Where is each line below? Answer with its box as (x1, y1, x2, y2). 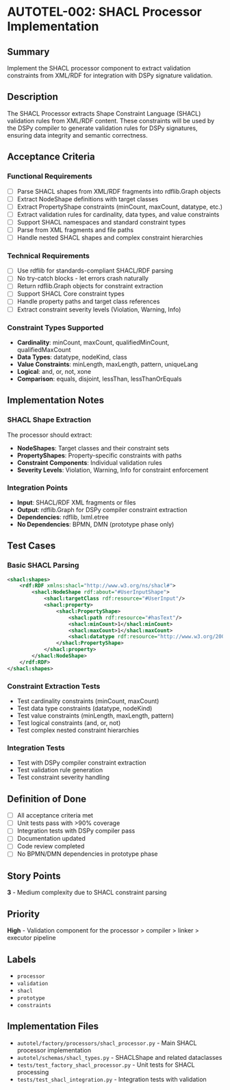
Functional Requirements (7, 172, 92, 181)
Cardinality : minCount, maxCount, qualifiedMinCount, (16, 338, 170, 346)
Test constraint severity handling (16, 773, 110, 781)
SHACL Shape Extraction (7, 415, 91, 424)
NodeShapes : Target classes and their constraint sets (16, 444, 170, 452)
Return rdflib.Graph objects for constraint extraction (16, 282, 163, 290)
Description (7, 91, 58, 103)
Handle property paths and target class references (16, 297, 160, 305)
